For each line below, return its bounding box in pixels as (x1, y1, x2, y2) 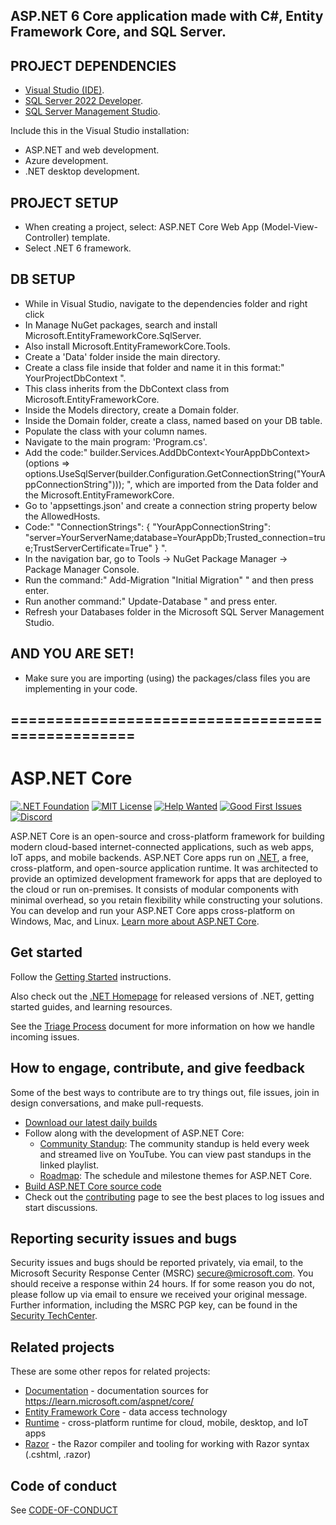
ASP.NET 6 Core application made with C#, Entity (10, 8, 324, 25)
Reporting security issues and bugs (10, 1230, 237, 1247)
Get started (10, 944, 83, 961)
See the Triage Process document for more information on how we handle (10, 1020, 315, 1032)
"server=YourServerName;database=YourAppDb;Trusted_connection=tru (24, 531, 326, 543)
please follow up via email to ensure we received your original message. (10, 1289, 308, 1301)
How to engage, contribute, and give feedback (10, 1060, 306, 1077)
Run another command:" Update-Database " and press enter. (24, 595, 278, 607)
